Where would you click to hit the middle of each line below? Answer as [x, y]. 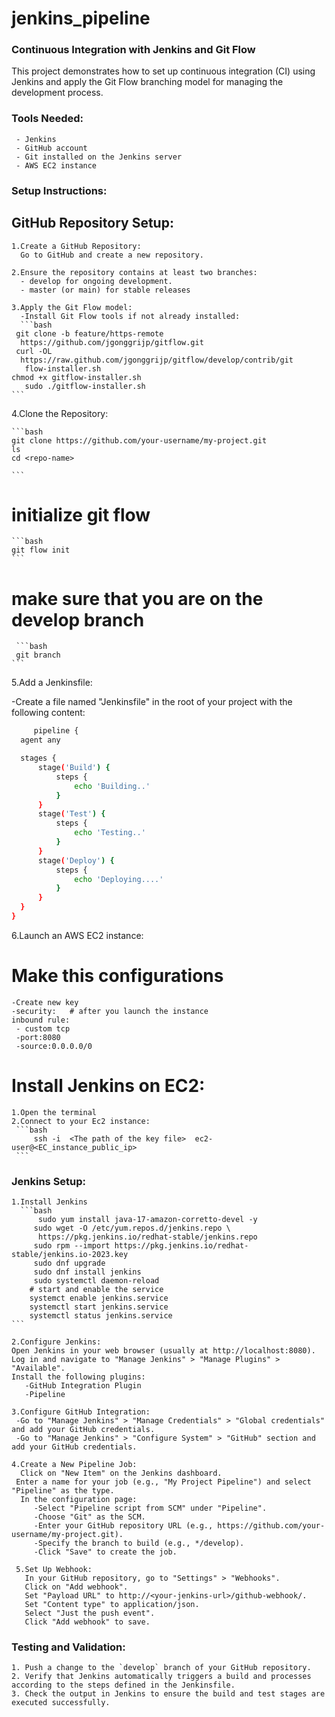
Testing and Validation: [68, 1647]
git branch [38, 655]
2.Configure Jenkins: [56, 1342]
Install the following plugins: [78, 1377]
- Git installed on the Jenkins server [99, 157]
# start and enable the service [96, 1290]
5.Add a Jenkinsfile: [52, 683]
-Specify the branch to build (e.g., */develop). [139, 1543]
